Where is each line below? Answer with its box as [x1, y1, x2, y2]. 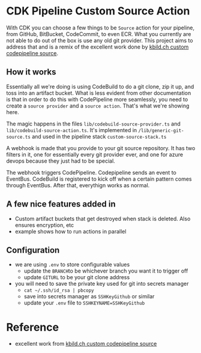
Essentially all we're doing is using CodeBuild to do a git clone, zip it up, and [6, 83, 194, 90]
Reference [6, 320, 59, 334]
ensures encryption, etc [14, 221, 74, 229]
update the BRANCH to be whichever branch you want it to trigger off [23, 267, 188, 274]
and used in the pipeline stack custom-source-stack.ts [32, 133, 167, 140]
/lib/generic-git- [138, 127, 184, 133]
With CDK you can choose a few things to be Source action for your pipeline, [6, 24, 195, 31]
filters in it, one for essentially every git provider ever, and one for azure [6, 151, 184, 158]
